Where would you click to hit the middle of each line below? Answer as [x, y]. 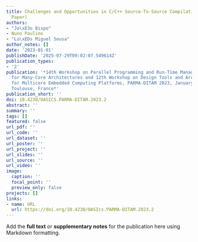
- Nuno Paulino [25, 34]
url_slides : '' [25, 154]
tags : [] [17, 116]
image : [14, 171]
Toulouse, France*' [35, 89]
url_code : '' [22, 133]
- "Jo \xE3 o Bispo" [29, 28]
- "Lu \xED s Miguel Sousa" [38, 39]
